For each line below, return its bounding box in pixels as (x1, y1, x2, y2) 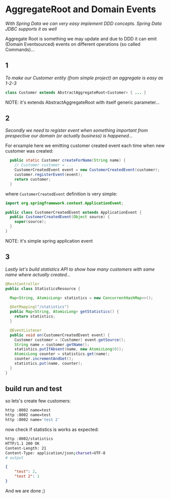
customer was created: (5, 148, 54, 154)
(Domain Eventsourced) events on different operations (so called (5, 41, 141, 47)
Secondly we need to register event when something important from (5, 127, 148, 133)
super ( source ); (14, 219, 47, 224)
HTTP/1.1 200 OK (5, 441, 40, 446)
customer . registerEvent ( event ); (14, 172, 83, 178)
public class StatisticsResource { (5, 286, 81, 291)
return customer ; (14, 177, 51, 182)
